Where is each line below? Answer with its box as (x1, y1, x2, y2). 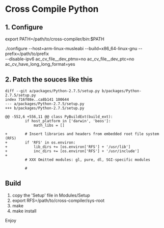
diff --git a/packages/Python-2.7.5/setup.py (5, 88, 100, 93)
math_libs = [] (33, 123, 65, 128)
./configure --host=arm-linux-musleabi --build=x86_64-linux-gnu (5, 46, 137, 51)
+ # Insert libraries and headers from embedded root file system (5, 131, 160, 136)
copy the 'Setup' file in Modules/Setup (12, 192, 90, 198)
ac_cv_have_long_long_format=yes (5, 61, 75, 67)
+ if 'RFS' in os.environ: (5, 140, 76, 145)
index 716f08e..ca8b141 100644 (5, 97, 69, 102)
